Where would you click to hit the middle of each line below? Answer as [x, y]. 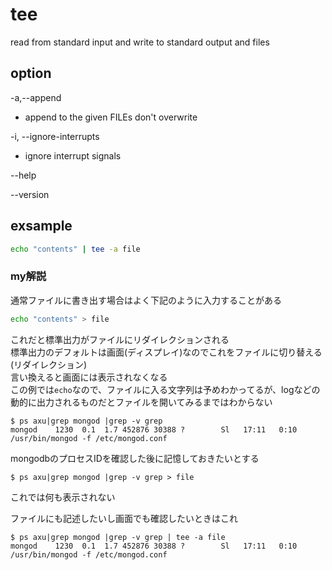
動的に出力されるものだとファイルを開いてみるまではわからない [141, 402]
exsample [41, 226]
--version [30, 194]
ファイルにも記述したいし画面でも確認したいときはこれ [124, 518]
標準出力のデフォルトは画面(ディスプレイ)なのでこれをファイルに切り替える [166, 352]
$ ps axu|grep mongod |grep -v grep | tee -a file [118, 537]
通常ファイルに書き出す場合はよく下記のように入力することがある [146, 300]
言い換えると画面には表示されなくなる [89, 377]
